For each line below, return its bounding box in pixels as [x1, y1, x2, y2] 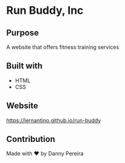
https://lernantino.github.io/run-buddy [6, 117, 101, 124]
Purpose [6, 28, 39, 38]
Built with [6, 61, 43, 71]
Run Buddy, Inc [6, 4, 84, 17]
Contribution [6, 134, 56, 144]
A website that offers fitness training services [6, 43, 120, 51]
